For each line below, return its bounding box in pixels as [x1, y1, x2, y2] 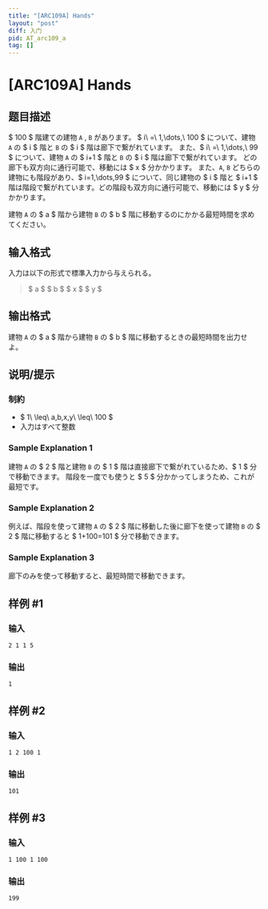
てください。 [8, 219, 50, 229]
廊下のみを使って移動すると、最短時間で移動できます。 [8, 571, 190, 581]
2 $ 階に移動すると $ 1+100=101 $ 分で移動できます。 [8, 532, 184, 541]
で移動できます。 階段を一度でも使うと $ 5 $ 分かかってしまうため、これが [8, 472, 254, 481]
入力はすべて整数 [19, 422, 76, 432]
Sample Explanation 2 [8, 502, 94, 513]
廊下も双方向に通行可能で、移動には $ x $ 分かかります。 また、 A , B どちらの [8, 163, 261, 172]
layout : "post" [8, 19, 59, 27]
